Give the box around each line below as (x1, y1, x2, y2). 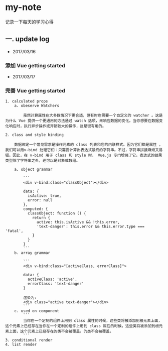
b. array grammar (14, 251, 51, 256)
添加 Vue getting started (5, 62, 65, 69)
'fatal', (5, 228, 24, 233)
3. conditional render (5, 338, 53, 343)
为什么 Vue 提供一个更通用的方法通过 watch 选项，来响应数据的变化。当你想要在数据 (5, 119, 159, 124)
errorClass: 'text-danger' (27, 281, 84, 286)
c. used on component (14, 308, 59, 314)
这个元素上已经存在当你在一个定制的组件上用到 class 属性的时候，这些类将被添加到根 (5, 323, 159, 329)
